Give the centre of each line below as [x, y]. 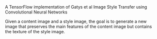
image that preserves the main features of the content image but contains [78, 26]
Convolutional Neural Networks [36, 12]
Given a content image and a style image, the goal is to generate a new [76, 21]
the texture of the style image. [35, 32]
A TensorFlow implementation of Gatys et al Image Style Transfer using [76, 7]
